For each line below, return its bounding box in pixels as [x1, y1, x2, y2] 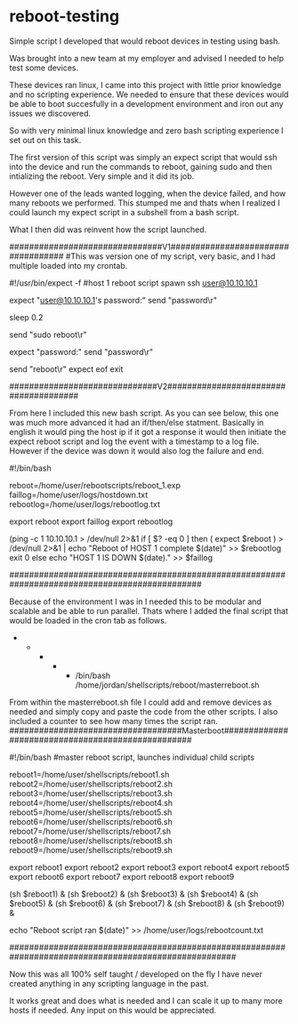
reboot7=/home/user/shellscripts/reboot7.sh [9, 826, 172, 836]
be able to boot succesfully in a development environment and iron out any [9, 98, 284, 109]
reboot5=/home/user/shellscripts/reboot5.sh [9, 807, 173, 818]
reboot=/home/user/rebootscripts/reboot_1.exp [9, 480, 181, 490]
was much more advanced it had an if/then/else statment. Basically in [9, 416, 264, 428]
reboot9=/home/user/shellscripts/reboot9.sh [9, 844, 173, 855]
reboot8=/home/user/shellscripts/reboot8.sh [9, 835, 173, 846]
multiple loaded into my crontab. [9, 260, 128, 270]
